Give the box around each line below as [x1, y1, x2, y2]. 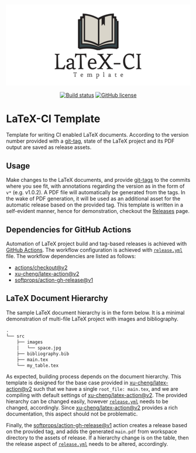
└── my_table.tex [16, 363, 59, 369]
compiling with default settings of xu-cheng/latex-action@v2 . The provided [6, 391, 188, 398]
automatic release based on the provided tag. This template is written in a [6, 201, 183, 208]
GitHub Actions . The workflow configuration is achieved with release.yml [6, 246, 183, 253]
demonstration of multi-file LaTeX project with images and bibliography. [6, 315, 178, 322]
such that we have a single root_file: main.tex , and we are [33, 385, 178, 392]
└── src [6, 333, 25, 339]
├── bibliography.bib [16, 351, 69, 357]
